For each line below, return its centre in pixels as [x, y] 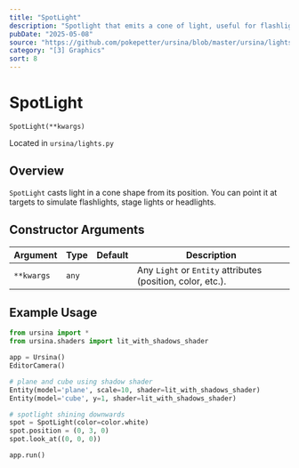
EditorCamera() [37, 366]
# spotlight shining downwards [67, 415]
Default [113, 254]
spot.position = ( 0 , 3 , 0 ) [59, 431]
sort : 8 [24, 59]
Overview [37, 171]
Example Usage [53, 312]
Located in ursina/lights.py [61, 142]
